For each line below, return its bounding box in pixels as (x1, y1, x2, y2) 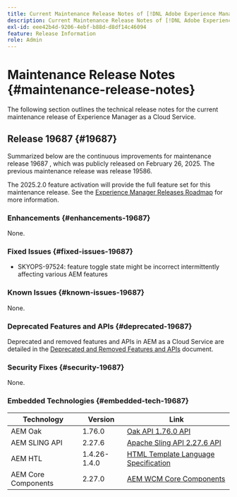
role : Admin (7, 37, 42, 44)
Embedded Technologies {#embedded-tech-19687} (7, 396, 189, 406)
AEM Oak (11, 426, 42, 436)
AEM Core (11, 470, 44, 479)
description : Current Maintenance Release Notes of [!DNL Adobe (7, 17, 200, 24)
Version (87, 414, 115, 424)
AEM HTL (11, 453, 42, 463)
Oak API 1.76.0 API (126, 426, 191, 436)
